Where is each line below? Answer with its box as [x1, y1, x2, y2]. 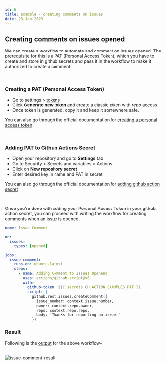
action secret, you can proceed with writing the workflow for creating [5, 210, 147, 216]
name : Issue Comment [5, 225, 48, 230]
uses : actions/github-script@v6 [23, 275, 90, 280]
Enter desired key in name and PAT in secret [12, 171, 103, 177]
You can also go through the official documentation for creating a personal [5, 117, 158, 123]
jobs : [5, 253, 16, 258]
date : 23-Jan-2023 [5, 16, 43, 21]
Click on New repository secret [12, 166, 78, 172]
